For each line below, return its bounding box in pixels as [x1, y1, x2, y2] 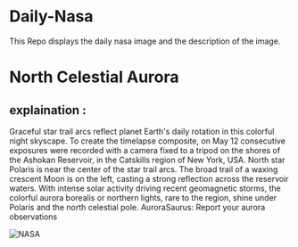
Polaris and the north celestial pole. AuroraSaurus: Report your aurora [9, 202, 266, 212]
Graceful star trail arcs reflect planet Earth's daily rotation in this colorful [9, 126, 275, 136]
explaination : [9, 103, 87, 118]
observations [9, 211, 58, 222]
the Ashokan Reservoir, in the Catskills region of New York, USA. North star [9, 154, 286, 165]
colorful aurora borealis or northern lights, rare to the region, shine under [9, 192, 277, 202]
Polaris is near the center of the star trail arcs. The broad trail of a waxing [9, 163, 278, 175]
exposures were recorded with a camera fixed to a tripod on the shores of [9, 144, 281, 155]
